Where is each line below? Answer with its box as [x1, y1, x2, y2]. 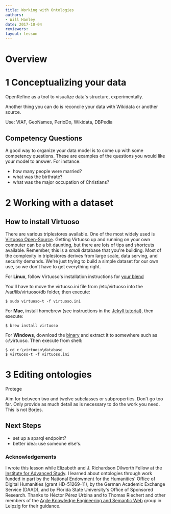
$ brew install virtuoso [5, 323, 58, 328]
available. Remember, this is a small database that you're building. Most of [5, 247, 162, 253]
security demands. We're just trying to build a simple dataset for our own [5, 258, 159, 264]
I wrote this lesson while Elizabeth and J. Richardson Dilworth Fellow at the [5, 464, 162, 471]
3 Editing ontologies [5, 369, 92, 380]
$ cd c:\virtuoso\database [5, 347, 63, 352]
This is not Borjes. [5, 406, 43, 413]
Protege [5, 385, 22, 392]
